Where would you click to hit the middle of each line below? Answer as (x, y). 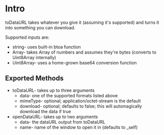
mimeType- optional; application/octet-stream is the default (80, 101)
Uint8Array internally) (34, 57)
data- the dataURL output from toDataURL (62, 122)
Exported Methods (34, 78)
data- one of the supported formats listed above (69, 95)
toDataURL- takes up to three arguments (53, 90)
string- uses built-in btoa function (46, 47)
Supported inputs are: (27, 37)
